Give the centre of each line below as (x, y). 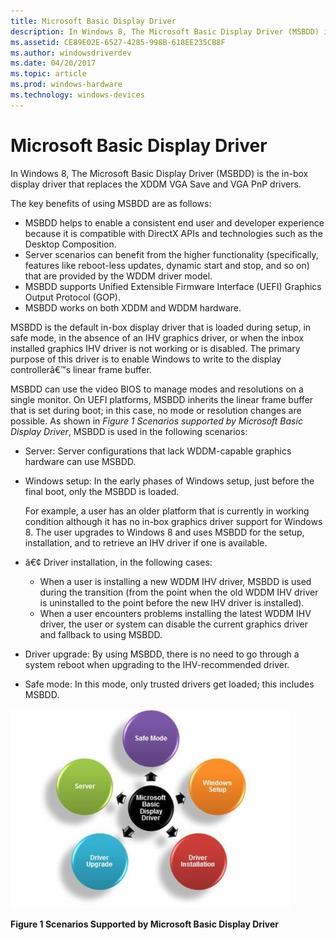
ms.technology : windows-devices (77, 95)
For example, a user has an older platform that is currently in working (167, 511)
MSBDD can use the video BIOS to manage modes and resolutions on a (157, 389)
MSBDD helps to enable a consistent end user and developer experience (174, 222)
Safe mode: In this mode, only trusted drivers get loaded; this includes (169, 684)
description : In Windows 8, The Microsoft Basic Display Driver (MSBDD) (165, 31)
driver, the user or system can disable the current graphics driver (174, 624)
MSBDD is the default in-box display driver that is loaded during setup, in (161, 327)
